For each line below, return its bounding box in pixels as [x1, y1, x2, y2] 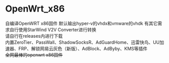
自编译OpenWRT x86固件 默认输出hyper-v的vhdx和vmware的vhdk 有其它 [5, 20, 158, 26]
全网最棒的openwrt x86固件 [5, 51, 63, 58]
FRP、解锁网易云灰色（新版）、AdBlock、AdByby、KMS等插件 [18, 45, 148, 51]
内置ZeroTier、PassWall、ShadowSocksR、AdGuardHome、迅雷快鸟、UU [5, 39, 160, 45]
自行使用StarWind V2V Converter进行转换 [9, 26, 97, 33]
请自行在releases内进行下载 [5, 33, 63, 39]
